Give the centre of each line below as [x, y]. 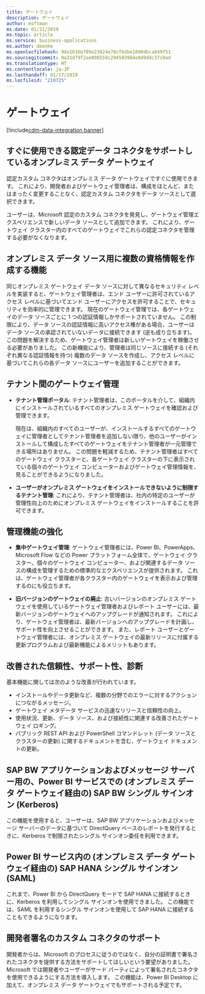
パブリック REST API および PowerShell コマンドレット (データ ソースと [106, 733]
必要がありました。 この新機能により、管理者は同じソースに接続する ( [99, 347]
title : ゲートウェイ [30, 12]
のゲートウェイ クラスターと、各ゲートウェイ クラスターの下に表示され [105, 459]
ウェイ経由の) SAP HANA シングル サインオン [92, 869]
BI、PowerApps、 [176, 547]
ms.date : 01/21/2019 [33, 29]
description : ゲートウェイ [38, 18]
